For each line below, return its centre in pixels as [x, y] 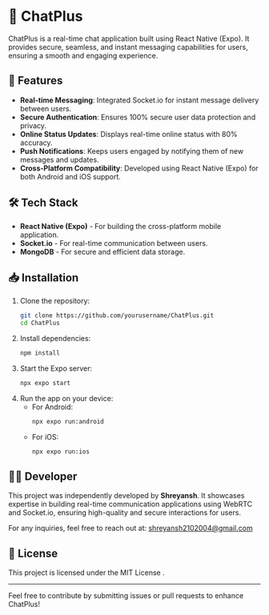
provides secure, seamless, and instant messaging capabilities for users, [128, 46]
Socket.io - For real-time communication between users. [114, 243]
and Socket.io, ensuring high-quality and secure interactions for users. [125, 512]
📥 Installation [44, 277]
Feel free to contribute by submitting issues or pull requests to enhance [126, 596]
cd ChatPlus [40, 324]
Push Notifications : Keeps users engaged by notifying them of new [132, 151]
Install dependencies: [55, 339]
